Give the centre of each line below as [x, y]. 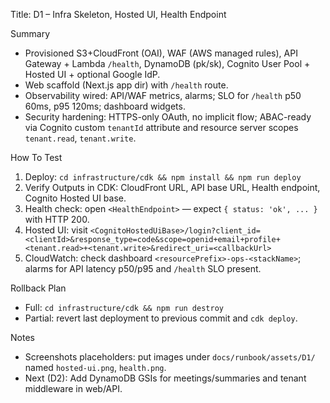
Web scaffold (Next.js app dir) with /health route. [126, 85]
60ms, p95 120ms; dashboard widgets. [105, 106]
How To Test [36, 157]
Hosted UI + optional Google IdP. [92, 74]
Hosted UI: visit [56, 230]
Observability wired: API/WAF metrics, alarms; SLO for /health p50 [163, 95]
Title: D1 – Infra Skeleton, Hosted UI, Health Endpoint [118, 14]
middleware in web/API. [73, 388]
